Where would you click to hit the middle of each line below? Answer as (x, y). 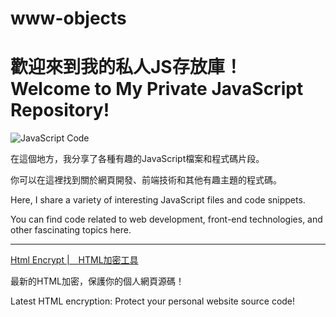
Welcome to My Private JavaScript (157, 89)
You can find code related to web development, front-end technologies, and (166, 219)
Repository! (60, 110)
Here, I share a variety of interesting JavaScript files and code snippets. (158, 200)
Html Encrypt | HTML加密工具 (74, 260)
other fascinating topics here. (71, 230)
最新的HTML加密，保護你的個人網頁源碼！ (97, 281)
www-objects (68, 18)
